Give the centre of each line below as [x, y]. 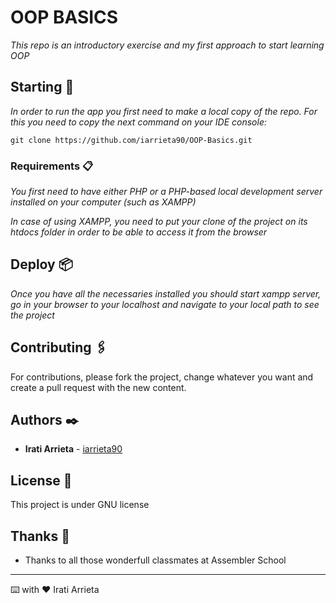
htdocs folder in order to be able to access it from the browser [139, 232]
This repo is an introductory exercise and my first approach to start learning [167, 45]
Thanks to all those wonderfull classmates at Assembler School [155, 560]
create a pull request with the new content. [98, 387]
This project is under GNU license [80, 505]
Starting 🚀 [42, 87]
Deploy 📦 [41, 264]
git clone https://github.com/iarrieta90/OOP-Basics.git [131, 140]
